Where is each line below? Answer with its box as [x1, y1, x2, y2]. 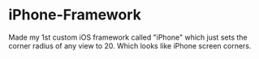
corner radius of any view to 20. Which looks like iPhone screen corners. [8, 40, 252, 50]
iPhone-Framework [8, 6, 142, 24]
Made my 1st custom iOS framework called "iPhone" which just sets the [8, 32, 248, 42]
